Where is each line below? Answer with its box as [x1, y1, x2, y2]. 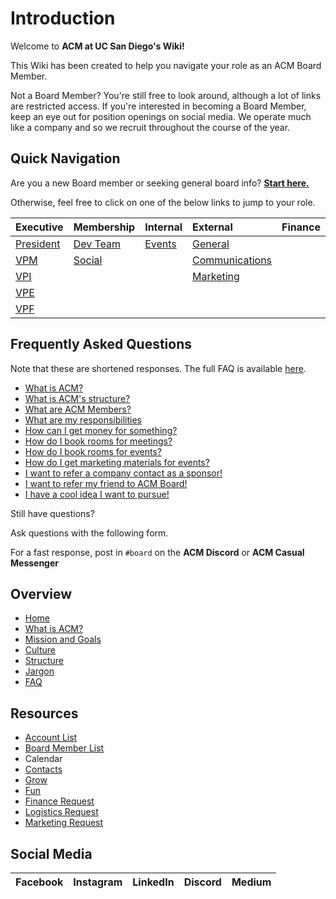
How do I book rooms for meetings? [24, 435, 173, 447]
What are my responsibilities [24, 413, 142, 426]
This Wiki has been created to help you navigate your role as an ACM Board [10, 59, 322, 71]
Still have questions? [10, 507, 95, 519]
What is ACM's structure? [24, 392, 131, 404]
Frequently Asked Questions [10, 336, 193, 353]
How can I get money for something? [24, 424, 178, 436]
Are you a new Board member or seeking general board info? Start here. [10, 177, 310, 189]
